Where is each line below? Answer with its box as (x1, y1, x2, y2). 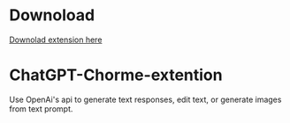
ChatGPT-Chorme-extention (9, 65, 223, 85)
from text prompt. (9, 103, 73, 114)
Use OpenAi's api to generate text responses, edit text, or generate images (9, 94, 282, 105)
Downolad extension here (9, 34, 103, 45)
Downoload (9, 5, 95, 25)
